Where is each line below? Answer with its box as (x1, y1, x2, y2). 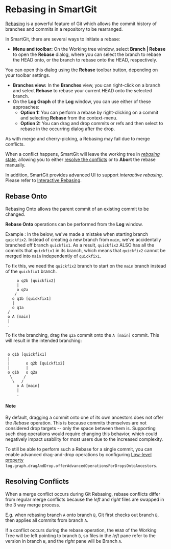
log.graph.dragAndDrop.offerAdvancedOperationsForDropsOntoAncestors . (5, 462, 158, 469)
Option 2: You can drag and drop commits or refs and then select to (20, 120, 163, 126)
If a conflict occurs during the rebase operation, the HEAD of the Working (5, 527, 157, 533)
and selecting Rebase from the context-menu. (20, 114, 118, 121)
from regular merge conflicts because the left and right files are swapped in (5, 496, 164, 502)
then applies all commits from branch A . (5, 517, 88, 523)
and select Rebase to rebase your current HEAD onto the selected (12, 87, 152, 93)
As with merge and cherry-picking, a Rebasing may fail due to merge (5, 135, 150, 141)
